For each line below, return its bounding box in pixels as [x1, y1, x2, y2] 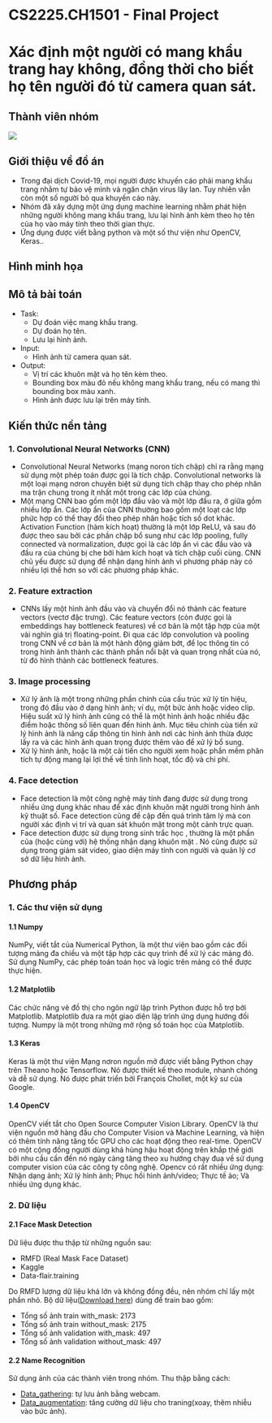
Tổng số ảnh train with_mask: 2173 [19, 1311, 136, 1321]
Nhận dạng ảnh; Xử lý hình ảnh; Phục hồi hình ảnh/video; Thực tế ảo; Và [8, 1170, 250, 1180]
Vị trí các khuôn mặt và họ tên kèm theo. [32, 370, 168, 379]
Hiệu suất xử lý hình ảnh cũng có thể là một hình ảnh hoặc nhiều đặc [19, 711, 250, 721]
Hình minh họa [8, 260, 84, 274]
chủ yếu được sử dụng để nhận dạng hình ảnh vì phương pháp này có [19, 556, 253, 566]
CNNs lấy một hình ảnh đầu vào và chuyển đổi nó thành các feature [19, 603, 247, 614]
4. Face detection [8, 775, 79, 786]
